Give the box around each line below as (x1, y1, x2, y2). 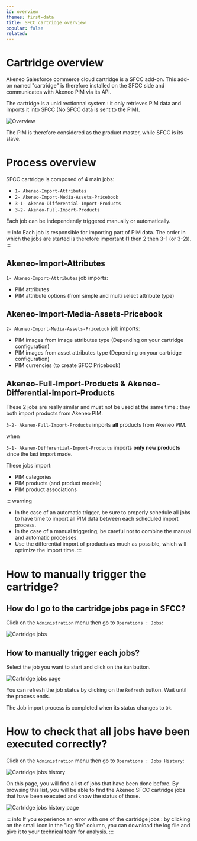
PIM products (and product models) (14, 480, 102, 487)
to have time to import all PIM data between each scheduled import (14, 515, 179, 523)
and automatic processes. (14, 534, 78, 542)
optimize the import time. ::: (14, 547, 82, 554)
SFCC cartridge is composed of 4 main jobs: (6, 176, 115, 182)
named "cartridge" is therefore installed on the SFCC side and (14, 82, 165, 89)
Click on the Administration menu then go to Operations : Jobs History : (6, 757, 185, 764)
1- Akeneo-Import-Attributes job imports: (6, 274, 108, 281)
